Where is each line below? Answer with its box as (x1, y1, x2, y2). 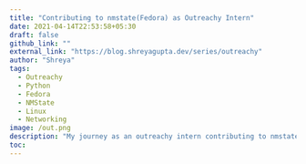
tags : (9, 65, 30, 74)
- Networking (17, 115, 67, 124)
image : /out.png (9, 124, 71, 133)
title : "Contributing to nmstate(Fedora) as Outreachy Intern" (9, 13, 255, 23)
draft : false (9, 30, 59, 39)
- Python (17, 81, 51, 90)
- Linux (17, 107, 47, 116)
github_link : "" (9, 38, 71, 48)
